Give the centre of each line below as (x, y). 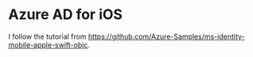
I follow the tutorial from (47, 36)
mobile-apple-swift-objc (48, 44)
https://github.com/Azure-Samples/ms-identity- (166, 36)
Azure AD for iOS (66, 15)
